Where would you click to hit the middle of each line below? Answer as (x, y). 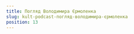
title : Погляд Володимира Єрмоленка (51, 11)
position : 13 (22, 22)
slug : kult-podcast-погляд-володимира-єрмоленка (67, 17)
